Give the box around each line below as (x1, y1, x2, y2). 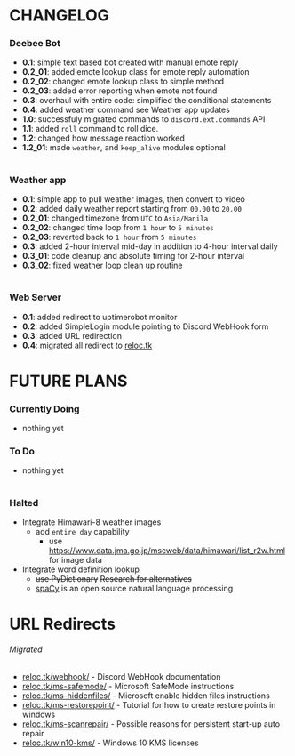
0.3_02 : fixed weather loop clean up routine (21, 260, 184, 271)
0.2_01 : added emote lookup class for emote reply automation (21, 67, 250, 77)
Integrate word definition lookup (21, 564, 140, 575)
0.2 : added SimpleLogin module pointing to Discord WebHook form (21, 321, 269, 332)
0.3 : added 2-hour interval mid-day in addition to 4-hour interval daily (21, 241, 278, 252)
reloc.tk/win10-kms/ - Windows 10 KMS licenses (21, 737, 199, 748)
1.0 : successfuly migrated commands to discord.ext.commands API (21, 114, 266, 125)
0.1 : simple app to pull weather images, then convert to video (21, 194, 246, 205)
